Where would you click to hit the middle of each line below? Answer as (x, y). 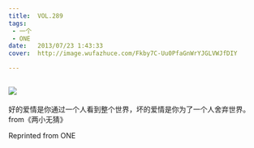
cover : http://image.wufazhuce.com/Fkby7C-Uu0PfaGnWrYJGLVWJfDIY (123, 53)
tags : (17, 23)
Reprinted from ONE (42, 135)
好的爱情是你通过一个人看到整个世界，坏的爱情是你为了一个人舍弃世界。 (129, 109)
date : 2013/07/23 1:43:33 (56, 46)
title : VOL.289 (36, 16)
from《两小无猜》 (38, 119)
